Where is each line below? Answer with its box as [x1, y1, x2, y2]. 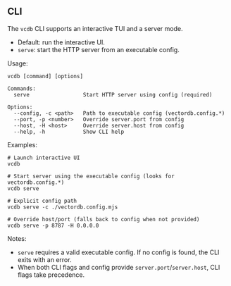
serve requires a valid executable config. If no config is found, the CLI [17, 248, 220, 256]
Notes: [7, 234, 27, 242]
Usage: [7, 59, 28, 68]
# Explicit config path [7, 197, 77, 204]
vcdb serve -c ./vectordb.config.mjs [7, 204, 118, 211]
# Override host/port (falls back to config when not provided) [7, 216, 200, 223]
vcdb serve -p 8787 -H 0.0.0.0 [7, 222, 99, 229]
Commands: [7, 85, 37, 92]
